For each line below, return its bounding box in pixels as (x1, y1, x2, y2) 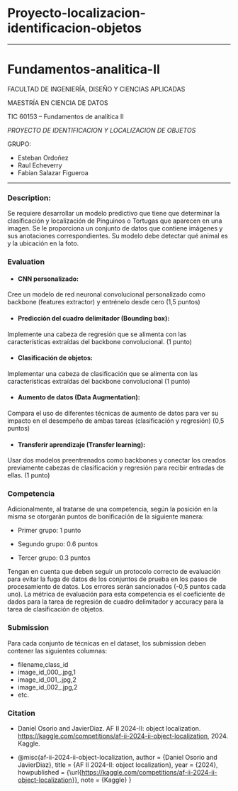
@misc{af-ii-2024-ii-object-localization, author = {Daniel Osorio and (17, 753, 217, 761)
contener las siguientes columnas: (7, 646, 108, 655)
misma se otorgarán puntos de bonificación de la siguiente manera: (7, 512, 204, 521)
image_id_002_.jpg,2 (17, 682, 78, 691)
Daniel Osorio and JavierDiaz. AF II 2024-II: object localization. (17, 724, 201, 732)
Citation (7, 708, 35, 718)
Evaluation (7, 257, 45, 267)
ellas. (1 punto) (7, 471, 50, 480)
